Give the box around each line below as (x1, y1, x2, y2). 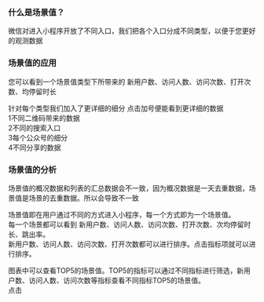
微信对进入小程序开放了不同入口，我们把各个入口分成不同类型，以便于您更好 (8, 26, 256, 36)
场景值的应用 (8, 57, 57, 68)
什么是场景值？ (8, 6, 65, 17)
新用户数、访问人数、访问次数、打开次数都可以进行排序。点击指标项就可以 (8, 239, 249, 249)
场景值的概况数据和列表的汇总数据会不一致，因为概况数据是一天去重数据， (8, 183, 249, 193)
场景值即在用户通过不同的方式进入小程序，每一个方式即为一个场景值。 (8, 209, 236, 219)
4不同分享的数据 (8, 143, 61, 152)
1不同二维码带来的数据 (8, 113, 80, 122)
